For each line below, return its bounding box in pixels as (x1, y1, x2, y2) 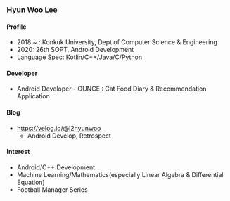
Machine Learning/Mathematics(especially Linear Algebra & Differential (16, 170, 224, 179)
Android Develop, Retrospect (27, 131, 112, 140)
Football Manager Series (16, 185, 89, 194)
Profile (6, 22, 27, 31)
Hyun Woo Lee (6, 5, 58, 15)
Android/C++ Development (16, 163, 96, 171)
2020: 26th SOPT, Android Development (16, 46, 134, 54)
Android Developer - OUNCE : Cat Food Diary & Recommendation (16, 84, 207, 93)
